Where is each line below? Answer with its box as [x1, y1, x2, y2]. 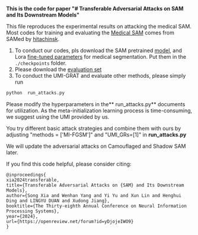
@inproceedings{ [6, 172, 46, 177]
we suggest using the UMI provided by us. [6, 113, 110, 120]
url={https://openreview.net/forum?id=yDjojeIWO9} [6, 218, 134, 224]
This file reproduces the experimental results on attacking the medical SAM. [6, 23, 191, 30]
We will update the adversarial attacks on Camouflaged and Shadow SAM [6, 142, 186, 150]
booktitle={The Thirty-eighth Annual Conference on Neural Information [6, 203, 187, 209]
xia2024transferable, [6, 177, 60, 183]
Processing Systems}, [6, 208, 60, 214]
